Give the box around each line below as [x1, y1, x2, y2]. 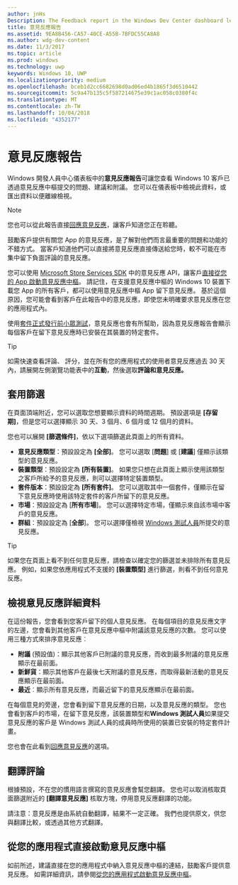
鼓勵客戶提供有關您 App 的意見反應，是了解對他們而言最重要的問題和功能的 [7, 235, 228, 244]
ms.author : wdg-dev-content [7, 37, 91, 44]
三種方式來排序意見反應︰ [13, 635, 89, 644]
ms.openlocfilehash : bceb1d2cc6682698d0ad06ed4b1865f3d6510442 [7, 83, 198, 90]
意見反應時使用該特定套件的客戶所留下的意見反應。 [23, 492, 174, 501]
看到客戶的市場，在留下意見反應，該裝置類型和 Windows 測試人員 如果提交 [13, 710, 230, 718]
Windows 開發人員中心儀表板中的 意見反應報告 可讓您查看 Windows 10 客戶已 [7, 173, 230, 182]
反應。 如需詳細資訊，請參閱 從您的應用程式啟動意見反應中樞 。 [13, 869, 195, 878]
